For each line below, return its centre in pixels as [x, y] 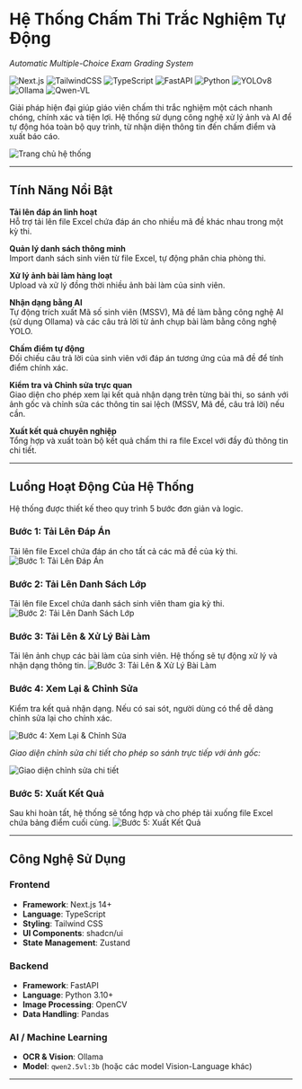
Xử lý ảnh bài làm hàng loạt [61, 275]
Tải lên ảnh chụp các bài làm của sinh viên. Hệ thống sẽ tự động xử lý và [143, 656]
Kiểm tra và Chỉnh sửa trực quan [71, 385]
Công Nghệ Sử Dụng [67, 859]
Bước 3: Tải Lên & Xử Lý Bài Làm [80, 636]
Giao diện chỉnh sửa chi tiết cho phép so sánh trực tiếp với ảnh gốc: [135, 753]
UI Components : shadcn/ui [73, 933]
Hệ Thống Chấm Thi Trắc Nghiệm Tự [147, 19]
